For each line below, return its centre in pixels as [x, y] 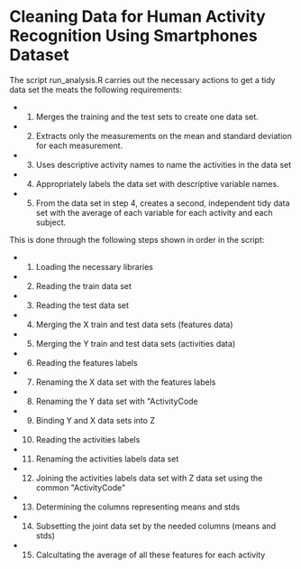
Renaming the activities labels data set [107, 459]
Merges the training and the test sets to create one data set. [147, 117]
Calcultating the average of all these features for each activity [150, 555]
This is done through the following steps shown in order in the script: [137, 239]
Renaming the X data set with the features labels [126, 382]
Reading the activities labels [88, 439]
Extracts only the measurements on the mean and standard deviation [164, 135]
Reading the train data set [84, 285]
